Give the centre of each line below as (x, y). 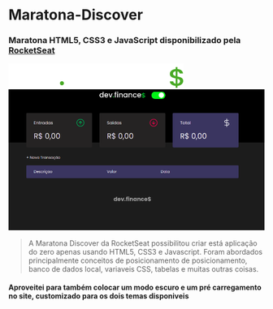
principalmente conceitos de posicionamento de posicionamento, (138, 260)
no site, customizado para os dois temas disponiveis (99, 296)
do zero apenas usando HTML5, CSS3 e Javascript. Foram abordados (145, 251)
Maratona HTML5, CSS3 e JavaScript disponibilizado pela (125, 41)
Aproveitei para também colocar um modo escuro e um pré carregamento (135, 288)
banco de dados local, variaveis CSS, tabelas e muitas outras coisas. (143, 268)
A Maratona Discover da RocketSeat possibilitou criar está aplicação (143, 243)
